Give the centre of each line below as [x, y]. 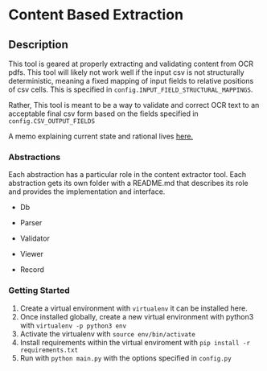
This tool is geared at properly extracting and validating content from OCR [131, 64]
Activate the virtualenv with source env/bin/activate [107, 334]
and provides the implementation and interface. [87, 192]
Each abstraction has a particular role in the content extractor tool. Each [127, 175]
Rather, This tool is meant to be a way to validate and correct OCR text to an [134, 105]
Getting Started [39, 291]
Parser [31, 223]
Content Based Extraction [96, 15]
